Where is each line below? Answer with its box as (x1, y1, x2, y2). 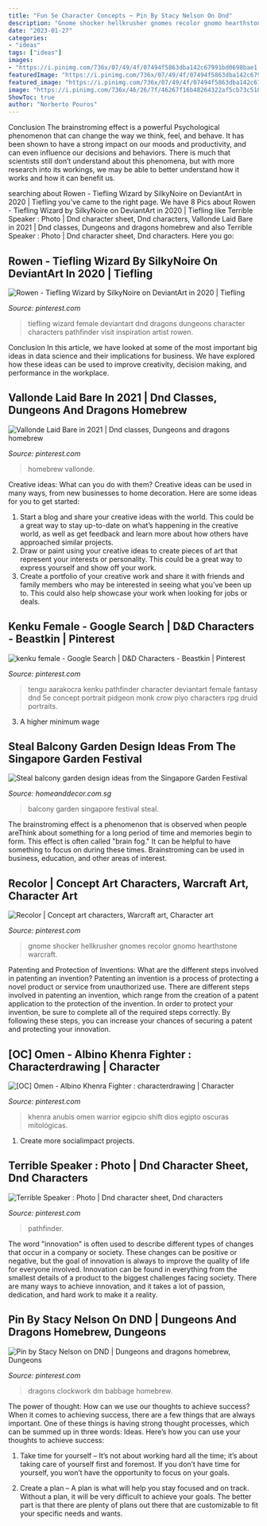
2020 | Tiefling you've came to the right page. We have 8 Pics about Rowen (8, 197, 256, 207)
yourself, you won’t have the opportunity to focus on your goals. (19, 1468, 230, 1477)
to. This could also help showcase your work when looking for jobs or (19, 588, 248, 598)
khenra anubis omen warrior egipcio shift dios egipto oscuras (27, 1112, 229, 1121)
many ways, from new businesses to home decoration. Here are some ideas (8, 488, 257, 498)
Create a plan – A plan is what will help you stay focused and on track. (19, 1483, 250, 1493)
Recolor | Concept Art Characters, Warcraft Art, (8, 876, 249, 890)
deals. (19, 596, 41, 606)
